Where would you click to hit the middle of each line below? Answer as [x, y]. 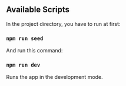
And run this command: [34, 51]
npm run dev [23, 65]
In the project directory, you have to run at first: [63, 24]
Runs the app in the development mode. [54, 77]
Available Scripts [38, 10]
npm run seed [25, 38]
